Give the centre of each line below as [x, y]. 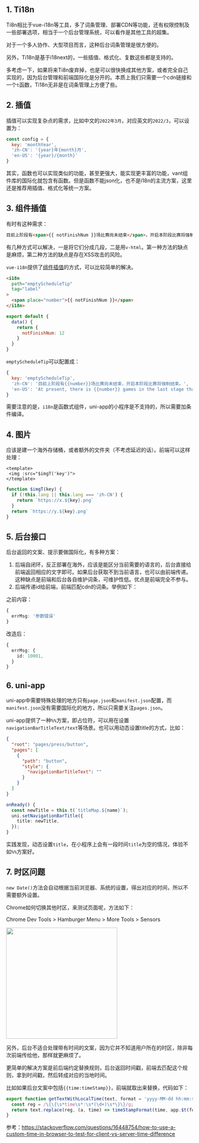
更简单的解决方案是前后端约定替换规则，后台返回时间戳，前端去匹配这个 [94, 1067]
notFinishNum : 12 [43, 333]
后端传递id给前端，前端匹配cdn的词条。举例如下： [76, 587]
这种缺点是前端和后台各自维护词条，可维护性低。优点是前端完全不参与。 [103, 579]
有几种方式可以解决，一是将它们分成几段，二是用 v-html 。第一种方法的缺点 [97, 247]
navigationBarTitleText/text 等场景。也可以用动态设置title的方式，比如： [96, 728]
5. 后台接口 [26, 537]
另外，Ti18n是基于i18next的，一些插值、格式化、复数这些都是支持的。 [91, 57]
